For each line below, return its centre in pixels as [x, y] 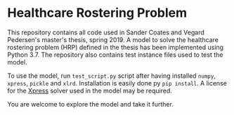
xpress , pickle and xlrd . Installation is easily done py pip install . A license [117, 83]
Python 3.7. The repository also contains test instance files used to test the [115, 55]
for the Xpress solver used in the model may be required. [90, 90]
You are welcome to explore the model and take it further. [90, 104]
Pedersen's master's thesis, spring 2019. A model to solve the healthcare [113, 39]
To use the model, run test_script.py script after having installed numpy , [112, 76]
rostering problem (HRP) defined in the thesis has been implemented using [115, 47]
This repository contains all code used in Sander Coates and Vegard [106, 32]
